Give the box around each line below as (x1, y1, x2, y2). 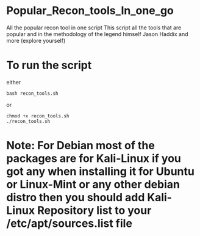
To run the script (6, 59, 92, 72)
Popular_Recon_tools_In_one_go (6, 4, 174, 18)
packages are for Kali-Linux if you (6, 152, 182, 166)
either (6, 78, 21, 86)
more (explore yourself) (6, 37, 66, 44)
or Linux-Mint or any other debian (6, 178, 180, 191)
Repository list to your (37, 204, 152, 218)
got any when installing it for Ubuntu (6, 164, 195, 179)
